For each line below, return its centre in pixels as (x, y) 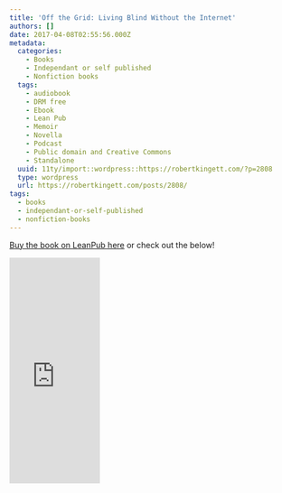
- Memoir (42, 127)
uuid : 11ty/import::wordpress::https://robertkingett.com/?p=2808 (145, 169)
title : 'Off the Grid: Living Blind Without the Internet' (123, 18)
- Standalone (50, 160)
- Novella (44, 135)
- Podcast (44, 144)
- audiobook (48, 93)
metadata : (28, 43)
